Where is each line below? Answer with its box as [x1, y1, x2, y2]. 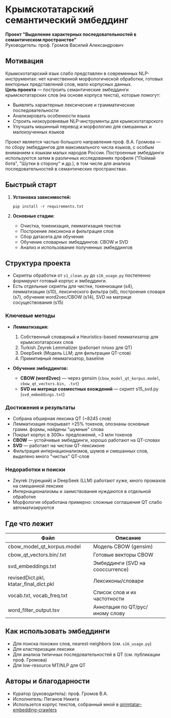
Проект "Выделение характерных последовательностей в [5, 31, 136, 37]
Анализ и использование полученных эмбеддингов [20, 244, 133, 250]
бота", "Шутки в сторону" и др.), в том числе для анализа [5, 160, 131, 166]
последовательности [12, 107, 59, 113]
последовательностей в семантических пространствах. [5, 165, 128, 171]
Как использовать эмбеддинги [5, 627, 110, 636]
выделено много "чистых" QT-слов [12, 453, 90, 459]
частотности [93, 595, 125, 602]
